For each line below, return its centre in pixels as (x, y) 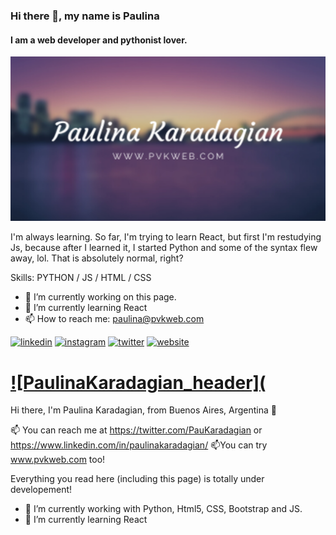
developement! (41, 490)
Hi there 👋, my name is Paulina (85, 16)
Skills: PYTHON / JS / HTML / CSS (81, 278)
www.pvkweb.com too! (58, 460)
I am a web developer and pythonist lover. (99, 40)
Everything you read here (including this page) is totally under (137, 479)
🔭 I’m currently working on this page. (100, 297)
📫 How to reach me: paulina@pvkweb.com (114, 319)
